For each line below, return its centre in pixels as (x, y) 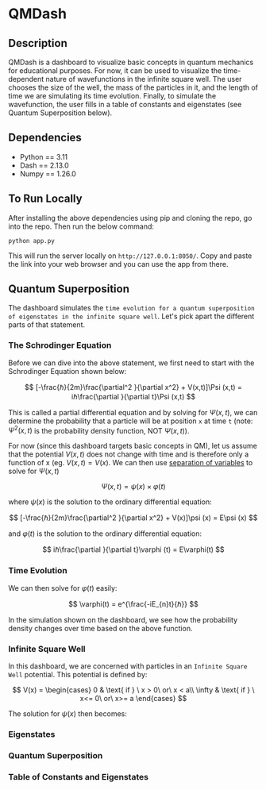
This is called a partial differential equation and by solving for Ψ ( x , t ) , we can (133, 412)
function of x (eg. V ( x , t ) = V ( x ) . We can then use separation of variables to (131, 463)
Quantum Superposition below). (60, 113)
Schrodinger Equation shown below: (67, 371)
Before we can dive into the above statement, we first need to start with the (131, 363)
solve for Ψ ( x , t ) (34, 471)
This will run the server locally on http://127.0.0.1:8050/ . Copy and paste (130, 256)
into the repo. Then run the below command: (81, 226)
